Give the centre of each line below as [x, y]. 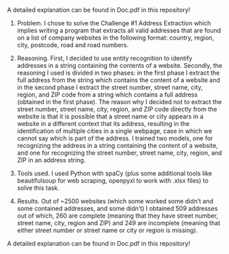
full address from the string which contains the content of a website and [119, 80]
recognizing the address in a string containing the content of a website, [118, 145]
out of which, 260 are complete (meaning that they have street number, [118, 216]
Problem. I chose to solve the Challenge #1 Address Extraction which [114, 23]
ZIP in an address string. [51, 160]
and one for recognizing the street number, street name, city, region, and [119, 153]
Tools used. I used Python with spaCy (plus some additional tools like [114, 173]
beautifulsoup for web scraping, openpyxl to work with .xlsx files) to [112, 180]
